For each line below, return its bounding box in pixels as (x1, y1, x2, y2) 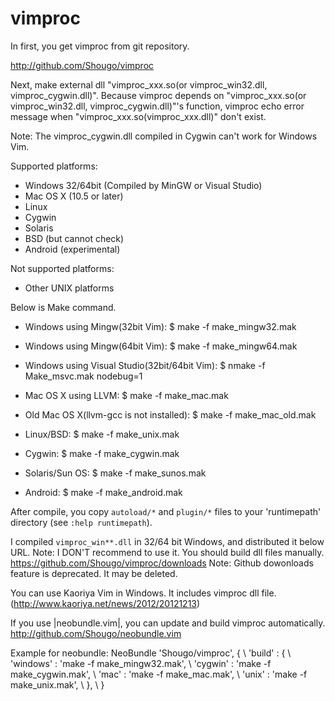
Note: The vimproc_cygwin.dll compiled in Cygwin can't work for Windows (10, 130, 318, 142)
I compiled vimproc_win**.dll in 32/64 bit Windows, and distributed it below (10, 535, 325, 547)
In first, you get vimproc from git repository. (10, 40, 190, 52)
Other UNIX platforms (24, 282, 115, 294)
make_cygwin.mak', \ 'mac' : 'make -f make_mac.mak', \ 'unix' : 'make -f (10, 668, 308, 680)
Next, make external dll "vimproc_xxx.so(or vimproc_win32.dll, (10, 78, 268, 91)
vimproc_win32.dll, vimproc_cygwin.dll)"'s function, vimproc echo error (10, 100, 305, 112)
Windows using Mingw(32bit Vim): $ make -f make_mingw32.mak (24, 320, 297, 332)
